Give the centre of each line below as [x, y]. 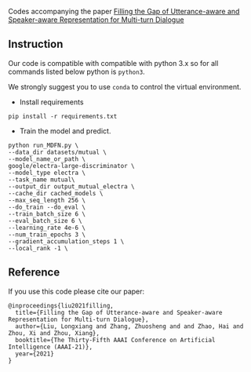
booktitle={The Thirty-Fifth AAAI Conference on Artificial [115, 340]
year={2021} [35, 354]
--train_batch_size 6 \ [47, 214]
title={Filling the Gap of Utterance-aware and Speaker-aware [119, 312]
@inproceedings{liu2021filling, [61, 305]
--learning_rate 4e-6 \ [47, 228]
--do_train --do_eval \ [47, 207]
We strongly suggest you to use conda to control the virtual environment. [125, 86]
